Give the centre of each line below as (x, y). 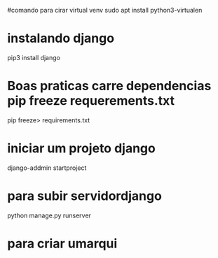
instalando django (61, 38)
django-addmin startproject (47, 168)
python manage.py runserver (49, 215)
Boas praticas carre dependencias (109, 86)
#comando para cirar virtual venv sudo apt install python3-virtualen (105, 10)
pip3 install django (34, 57)
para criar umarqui (62, 243)
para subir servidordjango (85, 196)
